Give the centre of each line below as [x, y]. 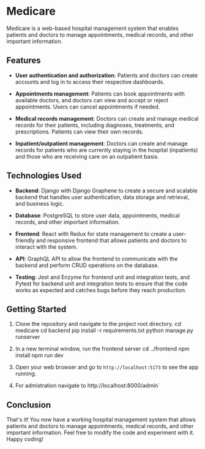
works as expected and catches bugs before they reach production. [101, 290]
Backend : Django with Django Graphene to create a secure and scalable [106, 191]
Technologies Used [44, 176]
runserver [28, 337]
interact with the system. [46, 247]
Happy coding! [25, 439]
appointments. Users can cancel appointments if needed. [88, 107]
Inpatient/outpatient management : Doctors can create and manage [101, 143]
